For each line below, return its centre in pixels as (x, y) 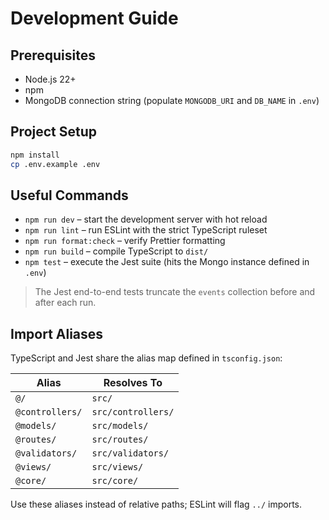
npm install (35, 155)
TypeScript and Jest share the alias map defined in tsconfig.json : (146, 358)
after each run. (65, 303)
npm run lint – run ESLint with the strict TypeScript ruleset (146, 230)
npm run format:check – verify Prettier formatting (125, 241)
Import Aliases (57, 333)
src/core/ (115, 481)
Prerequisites (53, 55)
